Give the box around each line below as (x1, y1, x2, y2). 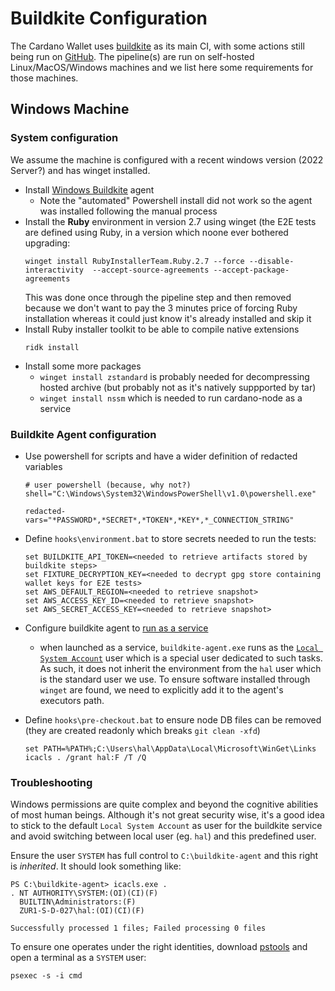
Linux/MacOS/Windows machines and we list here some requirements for (10, 61, 314, 73)
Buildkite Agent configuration (10, 427, 157, 441)
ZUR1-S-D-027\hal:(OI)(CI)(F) (19, 906, 145, 916)
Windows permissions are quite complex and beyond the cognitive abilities (10, 798, 319, 811)
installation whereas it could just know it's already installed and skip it (24, 312, 312, 324)
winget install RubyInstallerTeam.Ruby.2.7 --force (24, 256, 245, 266)
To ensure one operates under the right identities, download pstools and (10, 941, 308, 953)
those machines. (10, 72, 79, 84)
